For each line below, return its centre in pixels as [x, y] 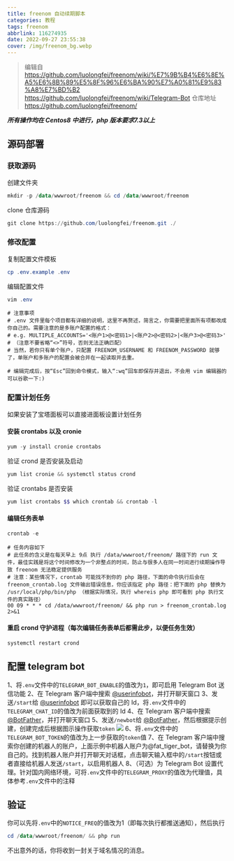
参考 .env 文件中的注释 [44, 781]
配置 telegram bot [46, 667]
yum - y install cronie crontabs [54, 447]
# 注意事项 [21, 314]
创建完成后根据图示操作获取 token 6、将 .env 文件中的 [98, 728]
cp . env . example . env [39, 272]
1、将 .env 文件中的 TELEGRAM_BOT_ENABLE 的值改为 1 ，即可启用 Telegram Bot [112, 684]
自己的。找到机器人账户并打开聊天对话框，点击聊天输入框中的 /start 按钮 [111, 754]
